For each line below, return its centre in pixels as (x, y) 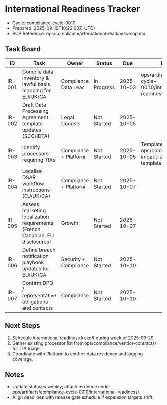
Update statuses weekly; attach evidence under (61, 387)
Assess (31, 204)
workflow (33, 183)
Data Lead (73, 87)
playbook (33, 262)
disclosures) (37, 242)
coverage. (23, 359)
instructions (36, 190)
